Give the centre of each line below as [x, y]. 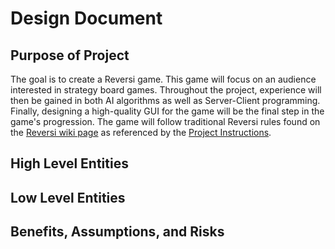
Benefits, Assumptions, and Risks [117, 232]
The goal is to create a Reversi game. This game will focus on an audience [163, 79]
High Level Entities [69, 163]
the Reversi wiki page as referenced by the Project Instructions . [141, 132]
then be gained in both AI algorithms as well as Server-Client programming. [165, 100]
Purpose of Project [70, 55]
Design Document [86, 18]
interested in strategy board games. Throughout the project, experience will [166, 90]
